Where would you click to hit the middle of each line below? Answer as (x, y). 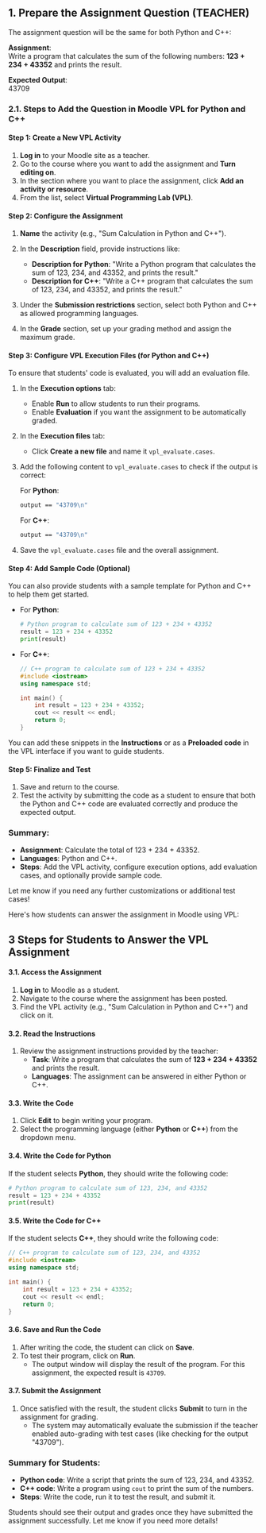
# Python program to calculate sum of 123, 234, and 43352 (108, 1188)
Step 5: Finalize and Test (50, 769)
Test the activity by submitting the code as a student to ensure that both (137, 795)
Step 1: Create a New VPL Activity (65, 137)
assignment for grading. (59, 1416)
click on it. (37, 1015)
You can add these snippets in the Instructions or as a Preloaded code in (129, 743)
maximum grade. (47, 338)
